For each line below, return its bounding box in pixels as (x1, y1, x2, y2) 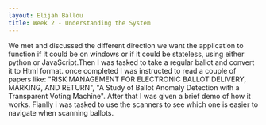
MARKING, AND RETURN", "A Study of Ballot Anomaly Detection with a (8, 82, 240, 92)
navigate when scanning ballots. (8, 108, 114, 117)
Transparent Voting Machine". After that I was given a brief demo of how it (8, 91, 252, 100)
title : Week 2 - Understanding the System (8, 19, 151, 27)
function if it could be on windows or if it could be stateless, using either (8, 49, 245, 59)
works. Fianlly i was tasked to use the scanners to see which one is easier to (8, 100, 259, 109)
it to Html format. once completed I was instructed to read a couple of (8, 66, 237, 75)
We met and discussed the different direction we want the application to (8, 40, 244, 50)
